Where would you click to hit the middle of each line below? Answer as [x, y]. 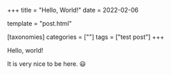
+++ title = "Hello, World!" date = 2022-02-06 [73, 10]
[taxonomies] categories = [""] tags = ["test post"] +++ [86, 37]
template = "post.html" [39, 23]
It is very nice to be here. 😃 [47, 64]
